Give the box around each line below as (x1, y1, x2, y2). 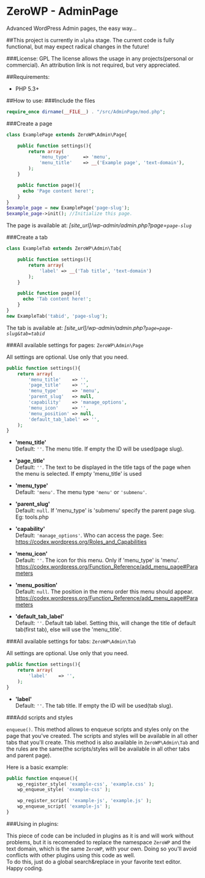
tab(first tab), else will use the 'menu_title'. (15, 626, 122, 633)
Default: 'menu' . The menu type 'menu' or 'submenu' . (15, 489, 147, 496)
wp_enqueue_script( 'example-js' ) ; (17, 803, 111, 809)
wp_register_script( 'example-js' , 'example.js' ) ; (17, 798, 152, 804)
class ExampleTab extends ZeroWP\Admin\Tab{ (6, 246, 122, 252)
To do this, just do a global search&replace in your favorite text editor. (6, 858, 182, 865)
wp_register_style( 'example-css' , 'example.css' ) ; (17, 781, 155, 787)
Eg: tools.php (15, 513, 49, 521)
